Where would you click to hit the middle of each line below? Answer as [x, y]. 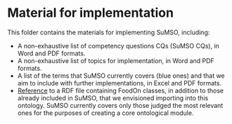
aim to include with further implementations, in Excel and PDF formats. [120, 83]
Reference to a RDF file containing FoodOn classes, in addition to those [120, 90]
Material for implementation [91, 13]
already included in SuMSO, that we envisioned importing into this [113, 98]
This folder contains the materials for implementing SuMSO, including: [109, 32]
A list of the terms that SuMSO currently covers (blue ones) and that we [121, 76]
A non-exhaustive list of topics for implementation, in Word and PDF [116, 60]
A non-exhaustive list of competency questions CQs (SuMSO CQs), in [118, 46]
